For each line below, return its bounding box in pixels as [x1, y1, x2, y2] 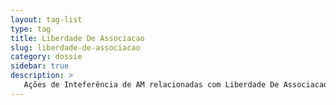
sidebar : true [10, 61, 70, 71]
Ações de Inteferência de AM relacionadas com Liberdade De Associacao [23, 80, 329, 90]
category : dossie [10, 52, 83, 62]
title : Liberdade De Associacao [10, 33, 145, 43]
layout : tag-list [10, 14, 83, 25]
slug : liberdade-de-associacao [10, 42, 141, 53]
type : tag [10, 24, 52, 34]
